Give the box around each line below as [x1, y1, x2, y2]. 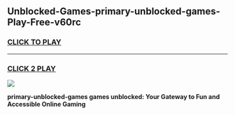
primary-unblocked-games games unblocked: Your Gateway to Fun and [7, 92, 220, 100]
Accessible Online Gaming [7, 100, 86, 108]
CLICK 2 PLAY [7, 63, 56, 73]
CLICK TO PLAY [7, 38, 62, 47]
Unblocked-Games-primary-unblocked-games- [7, 6, 220, 17]
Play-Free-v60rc [7, 17, 82, 29]
